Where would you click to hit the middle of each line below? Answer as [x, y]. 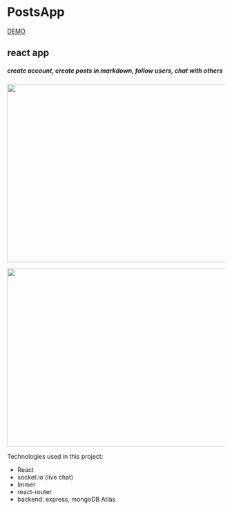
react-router [35, 492]
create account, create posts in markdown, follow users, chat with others [115, 71]
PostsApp [36, 12]
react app [28, 53]
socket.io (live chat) [45, 477]
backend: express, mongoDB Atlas [66, 500]
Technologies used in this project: [55, 457]
